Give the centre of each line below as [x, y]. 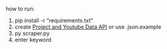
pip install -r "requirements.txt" [54, 20]
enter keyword [33, 40]
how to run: [20, 9]
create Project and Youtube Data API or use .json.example [88, 27]
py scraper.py [32, 33]
